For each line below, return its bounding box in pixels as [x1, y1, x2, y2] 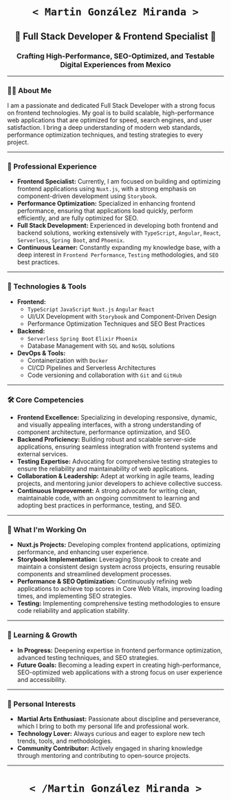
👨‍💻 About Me [7, 86, 52, 95]
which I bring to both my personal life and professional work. [16, 722, 189, 730]
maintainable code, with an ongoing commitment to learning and [16, 494, 200, 503]
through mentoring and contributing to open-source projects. [16, 751, 190, 759]
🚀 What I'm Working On [7, 525, 87, 534]
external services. [16, 450, 68, 458]
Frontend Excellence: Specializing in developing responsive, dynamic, [16, 413, 218, 422]
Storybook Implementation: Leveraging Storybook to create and [16, 555, 201, 564]
